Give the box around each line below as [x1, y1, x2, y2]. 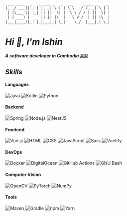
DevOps [5, 149, 22, 155]
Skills [5, 67, 22, 76]
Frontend [5, 126, 25, 133]
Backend [5, 104, 24, 110]
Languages [5, 81, 29, 88]
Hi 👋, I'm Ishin [5, 36, 63, 47]
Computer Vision [5, 171, 41, 178]
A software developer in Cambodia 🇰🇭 [5, 53, 88, 59]
